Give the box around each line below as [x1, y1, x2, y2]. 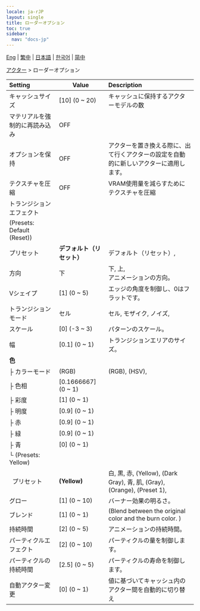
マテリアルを [9, 112, 45, 120]
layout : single [6, 14, 44, 20]
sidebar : [6, 31, 28, 37]
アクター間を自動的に [108, 586, 168, 594]
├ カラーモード [9, 368, 51, 376]
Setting [9, 81, 30, 89]
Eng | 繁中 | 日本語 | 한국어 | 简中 [6, 54, 86, 60]
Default [9, 226, 30, 234]
